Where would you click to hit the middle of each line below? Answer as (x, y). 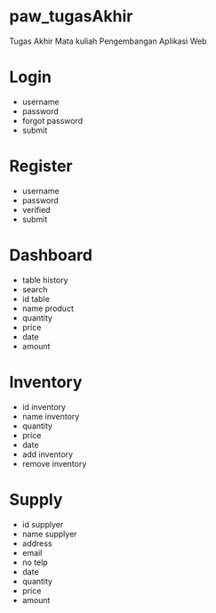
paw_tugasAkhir (71, 16)
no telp (35, 562)
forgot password (52, 120)
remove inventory (54, 463)
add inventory (48, 454)
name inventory (51, 416)
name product (48, 308)
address (37, 543)
